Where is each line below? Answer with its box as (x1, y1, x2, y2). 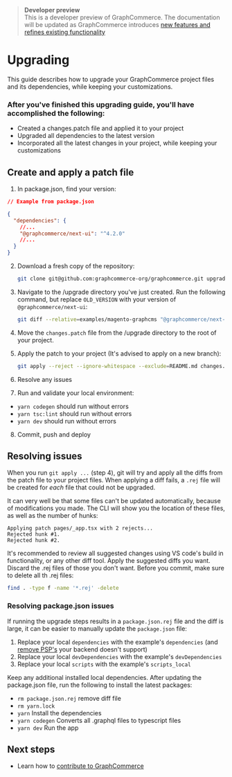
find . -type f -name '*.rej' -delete (7, 585, 119, 592)
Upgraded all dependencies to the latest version (17, 132, 154, 140)
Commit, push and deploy (17, 430, 91, 439)
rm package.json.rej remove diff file (17, 694, 121, 702)
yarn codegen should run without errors (17, 402, 130, 410)
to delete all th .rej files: (7, 571, 74, 579)
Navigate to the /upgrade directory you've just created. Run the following (17, 288, 226, 296)
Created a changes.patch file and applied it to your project (17, 124, 184, 132)
